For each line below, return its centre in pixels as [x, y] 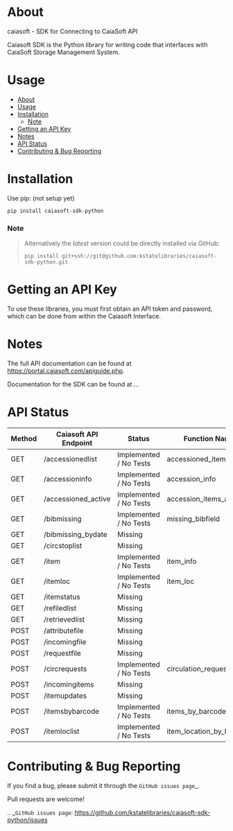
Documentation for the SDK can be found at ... [73, 384]
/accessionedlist [70, 459]
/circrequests [66, 669]
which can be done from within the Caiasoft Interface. [84, 316]
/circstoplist [63, 545]
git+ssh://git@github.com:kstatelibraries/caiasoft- [139, 256]
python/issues [27, 820]
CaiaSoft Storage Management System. [63, 52]
